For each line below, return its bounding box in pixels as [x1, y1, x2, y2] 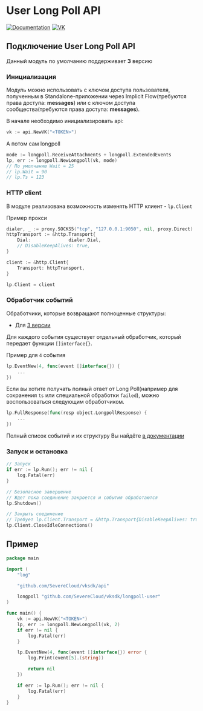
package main [6, 555, 39, 561]
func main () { [6, 610, 42, 616]
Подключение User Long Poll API [6, 41, 136, 52]
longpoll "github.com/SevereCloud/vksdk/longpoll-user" [17, 593, 161, 600]
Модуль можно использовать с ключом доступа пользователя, [6, 86, 170, 94]
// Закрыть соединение [6, 511, 63, 517]
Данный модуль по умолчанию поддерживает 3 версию [6, 57, 153, 64]
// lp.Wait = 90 [6, 169, 47, 175]
